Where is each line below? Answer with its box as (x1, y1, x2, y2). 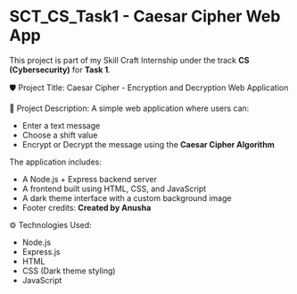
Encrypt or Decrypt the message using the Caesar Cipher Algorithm (21, 139, 275, 149)
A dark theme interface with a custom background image (21, 192, 232, 203)
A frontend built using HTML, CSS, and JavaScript (21, 183, 207, 194)
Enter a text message (21, 120, 101, 130)
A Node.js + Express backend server (21, 173, 158, 184)
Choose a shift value (21, 130, 98, 140)
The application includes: (9, 156, 103, 167)
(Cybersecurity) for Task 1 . (9, 64, 111, 75)
